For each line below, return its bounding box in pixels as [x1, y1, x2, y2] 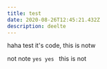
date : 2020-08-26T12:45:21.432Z [7, 16, 100, 23]
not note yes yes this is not [7, 55, 87, 63]
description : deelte [7, 23, 67, 29]
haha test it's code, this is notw [7, 42, 96, 50]
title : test [7, 10, 41, 17]
